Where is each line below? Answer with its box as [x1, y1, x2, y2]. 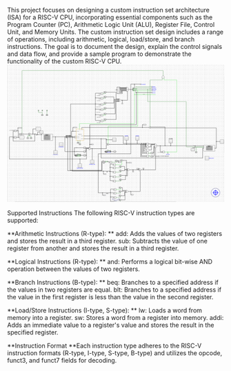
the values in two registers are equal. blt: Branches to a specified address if [7, 285, 222, 294]
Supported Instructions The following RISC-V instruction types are [7, 208, 195, 217]
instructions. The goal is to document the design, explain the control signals [7, 43, 223, 50]
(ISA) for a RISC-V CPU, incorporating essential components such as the [7, 13, 213, 21]
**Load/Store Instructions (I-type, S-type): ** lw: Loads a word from [7, 306, 202, 314]
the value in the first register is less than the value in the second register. [7, 292, 214, 301]
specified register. [7, 328, 59, 337]
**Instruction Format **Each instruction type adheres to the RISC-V [7, 341, 202, 350]
